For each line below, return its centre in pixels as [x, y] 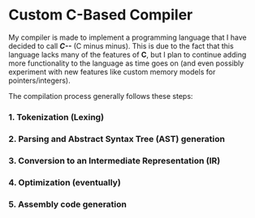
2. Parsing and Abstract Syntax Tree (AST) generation [117, 139]
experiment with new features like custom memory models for [112, 71]
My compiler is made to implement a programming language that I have [127, 37]
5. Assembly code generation [68, 204]
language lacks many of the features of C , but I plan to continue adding [127, 54]
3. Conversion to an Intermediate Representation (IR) [115, 160]
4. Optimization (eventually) [65, 182]
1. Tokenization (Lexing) [56, 117]
